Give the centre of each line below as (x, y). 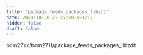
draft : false (23, 28)
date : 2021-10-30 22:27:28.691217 (50, 17)
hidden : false (24, 23)
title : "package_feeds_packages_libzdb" (58, 12)
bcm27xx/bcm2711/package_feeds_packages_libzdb (71, 45)
